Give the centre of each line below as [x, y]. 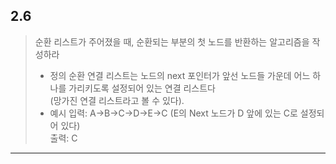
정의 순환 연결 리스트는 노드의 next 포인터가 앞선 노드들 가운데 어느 [180, 75]
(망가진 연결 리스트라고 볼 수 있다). [117, 100]
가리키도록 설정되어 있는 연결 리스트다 [142, 88]
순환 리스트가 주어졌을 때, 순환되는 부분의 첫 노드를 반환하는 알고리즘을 [172, 41]
